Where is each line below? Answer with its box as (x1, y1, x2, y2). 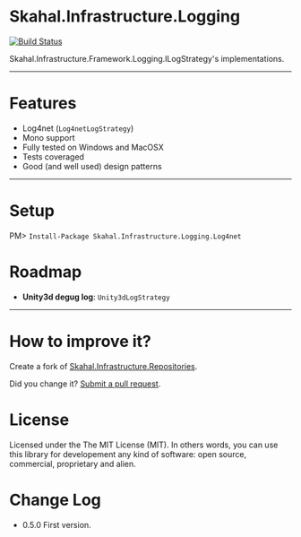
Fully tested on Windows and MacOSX (21, 142, 164, 152)
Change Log (9, 489, 101, 510)
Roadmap (9, 262, 82, 281)
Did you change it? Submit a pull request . (9, 378, 161, 389)
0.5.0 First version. (21, 519, 91, 530)
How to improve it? (9, 331, 152, 351)
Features (9, 93, 77, 114)
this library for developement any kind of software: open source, (9, 448, 247, 459)
